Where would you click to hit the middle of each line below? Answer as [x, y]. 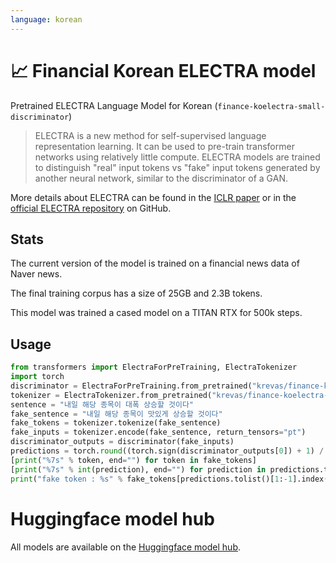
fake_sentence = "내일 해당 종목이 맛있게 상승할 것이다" [116, 414]
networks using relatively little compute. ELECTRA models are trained [177, 157]
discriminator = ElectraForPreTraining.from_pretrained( [131, 386]
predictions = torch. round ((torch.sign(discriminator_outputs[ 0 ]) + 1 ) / [167, 451]
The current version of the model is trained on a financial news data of [155, 263]
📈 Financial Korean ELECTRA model [163, 70]
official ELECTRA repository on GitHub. [91, 208]
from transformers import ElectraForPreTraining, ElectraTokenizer [154, 367]
